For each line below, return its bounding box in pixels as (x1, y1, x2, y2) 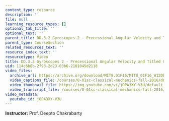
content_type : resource (5, 7, 55, 13)
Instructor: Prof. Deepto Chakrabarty (5, 110, 82, 116)
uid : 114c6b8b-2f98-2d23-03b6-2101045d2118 (5, 64, 98, 69)
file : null (5, 17, 28, 22)
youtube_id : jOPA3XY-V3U (10, 96, 62, 101)
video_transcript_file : (10, 87, 59, 92)
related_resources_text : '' (5, 45, 64, 50)
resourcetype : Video (5, 54, 49, 59)
